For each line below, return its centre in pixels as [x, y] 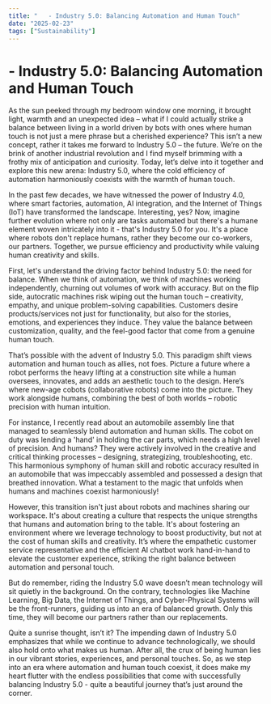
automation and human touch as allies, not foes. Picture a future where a [129, 364]
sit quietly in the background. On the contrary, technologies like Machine [129, 592]
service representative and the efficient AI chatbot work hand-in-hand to [129, 550]
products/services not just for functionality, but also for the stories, [120, 314]
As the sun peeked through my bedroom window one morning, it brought [130, 111]
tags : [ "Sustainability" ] [52, 31]
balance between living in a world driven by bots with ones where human [130, 128]
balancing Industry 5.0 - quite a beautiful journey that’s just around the [126, 685]
